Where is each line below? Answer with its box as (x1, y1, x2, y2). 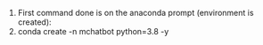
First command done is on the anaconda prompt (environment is (17, 8, 254, 18)
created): (17, 17, 52, 27)
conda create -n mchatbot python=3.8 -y (17, 26, 169, 36)
